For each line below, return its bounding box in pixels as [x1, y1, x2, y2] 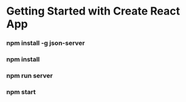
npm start [6, 87, 36, 96]
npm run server [6, 71, 53, 80]
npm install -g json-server [6, 39, 85, 47]
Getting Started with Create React [6, 4, 181, 18]
